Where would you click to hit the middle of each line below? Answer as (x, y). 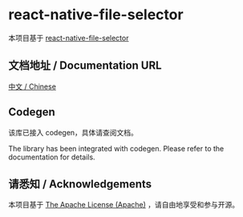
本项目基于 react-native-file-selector (69, 38)
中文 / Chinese (32, 86)
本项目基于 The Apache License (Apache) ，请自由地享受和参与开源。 (124, 205)
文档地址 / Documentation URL (85, 66)
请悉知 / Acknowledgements (80, 184)
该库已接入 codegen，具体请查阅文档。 (73, 132)
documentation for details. (52, 157)
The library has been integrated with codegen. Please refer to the (116, 148)
